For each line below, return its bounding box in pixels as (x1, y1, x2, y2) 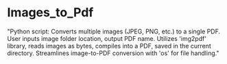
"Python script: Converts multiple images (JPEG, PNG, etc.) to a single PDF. (7, 27, 221, 35)
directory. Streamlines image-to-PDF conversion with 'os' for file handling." (7, 49, 219, 57)
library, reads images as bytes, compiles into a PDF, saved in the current (7, 42, 211, 50)
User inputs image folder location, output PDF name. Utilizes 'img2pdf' (7, 34, 207, 42)
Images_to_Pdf (7, 5, 94, 20)
